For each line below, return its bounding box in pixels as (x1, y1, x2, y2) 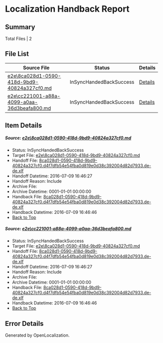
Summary (5, 23, 35, 31)
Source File (23, 64, 50, 71)
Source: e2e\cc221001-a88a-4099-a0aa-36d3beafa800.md (5, 226, 131, 231)
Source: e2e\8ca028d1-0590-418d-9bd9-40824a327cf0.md (5, 135, 131, 141)
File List (5, 50, 29, 58)
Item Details (5, 121, 42, 130)
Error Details (5, 319, 44, 327)
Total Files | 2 (5, 36, 32, 41)
